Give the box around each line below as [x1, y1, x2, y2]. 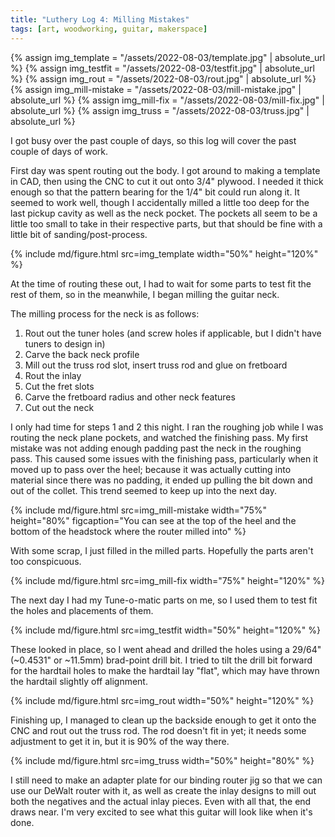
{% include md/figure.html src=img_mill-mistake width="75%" [10, 504, 267, 516]
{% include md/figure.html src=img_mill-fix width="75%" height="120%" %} [10, 574, 326, 586]
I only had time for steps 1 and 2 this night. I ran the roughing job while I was [10, 421, 324, 433]
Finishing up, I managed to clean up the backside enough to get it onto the [10, 714, 317, 726]
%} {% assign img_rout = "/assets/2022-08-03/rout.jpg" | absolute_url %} [10, 72, 317, 85]
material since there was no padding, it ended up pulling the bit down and [10, 474, 313, 486]
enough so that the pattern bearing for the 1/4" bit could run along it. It [10, 186, 300, 198]
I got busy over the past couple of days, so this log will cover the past [10, 134, 297, 146]
